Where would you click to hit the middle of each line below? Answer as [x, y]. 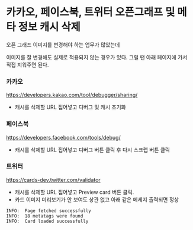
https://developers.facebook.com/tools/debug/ [63, 137]
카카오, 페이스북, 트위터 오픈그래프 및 [91, 12]
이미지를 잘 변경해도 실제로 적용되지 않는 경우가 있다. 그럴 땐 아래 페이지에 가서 [97, 57]
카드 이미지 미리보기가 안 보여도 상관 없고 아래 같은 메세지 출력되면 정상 [97, 199]
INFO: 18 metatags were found [45, 216]
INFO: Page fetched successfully [49, 211]
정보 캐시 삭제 [49, 27]
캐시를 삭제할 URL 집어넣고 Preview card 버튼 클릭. [74, 192]
